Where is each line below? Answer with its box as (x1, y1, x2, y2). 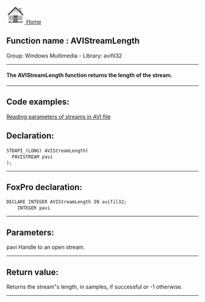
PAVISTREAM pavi (12, 154, 53, 160)
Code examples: (6, 97, 70, 107)
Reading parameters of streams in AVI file (6, 113, 111, 120)
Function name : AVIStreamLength (6, 36, 140, 46)
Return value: (6, 267, 59, 277)
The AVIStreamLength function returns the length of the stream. (6, 71, 173, 79)
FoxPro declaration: (6, 182, 82, 193)
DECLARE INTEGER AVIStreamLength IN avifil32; (6, 199, 127, 205)
